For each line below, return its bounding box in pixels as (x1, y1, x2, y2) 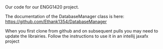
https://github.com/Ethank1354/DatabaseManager (5, 19, 107, 24)
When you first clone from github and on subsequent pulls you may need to (5, 28, 159, 33)
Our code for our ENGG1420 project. (5, 4, 79, 10)
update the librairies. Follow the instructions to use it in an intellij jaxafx (5, 33, 149, 39)
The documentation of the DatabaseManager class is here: (5, 14, 125, 19)
